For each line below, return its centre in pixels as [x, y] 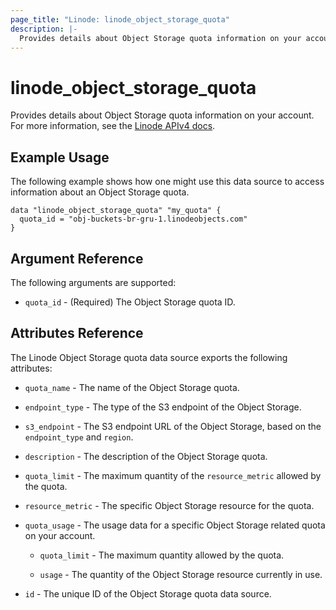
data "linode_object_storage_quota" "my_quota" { [116, 211]
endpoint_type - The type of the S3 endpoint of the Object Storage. [163, 407]
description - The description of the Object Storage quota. [146, 456]
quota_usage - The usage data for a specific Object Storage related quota [175, 525]
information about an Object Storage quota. [100, 192]
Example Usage [60, 157]
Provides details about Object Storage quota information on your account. [162, 115]
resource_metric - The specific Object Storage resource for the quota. [169, 505]
